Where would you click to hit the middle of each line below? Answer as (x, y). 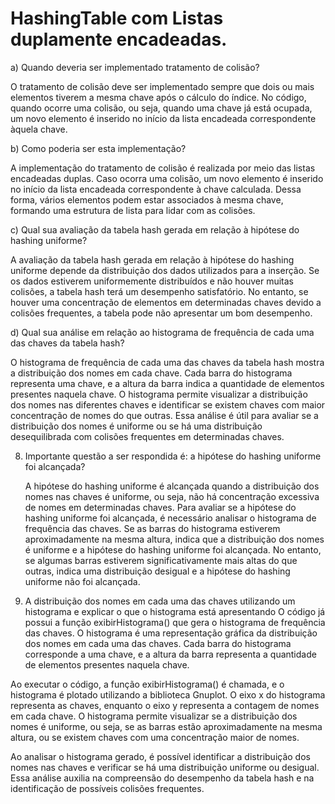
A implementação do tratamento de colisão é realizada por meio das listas (163, 168)
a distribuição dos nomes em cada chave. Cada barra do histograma (151, 373)
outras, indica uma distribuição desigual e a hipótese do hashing (157, 571)
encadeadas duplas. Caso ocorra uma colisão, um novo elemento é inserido (167, 178)
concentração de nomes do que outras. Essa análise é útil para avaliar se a (164, 415)
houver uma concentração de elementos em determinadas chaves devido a (166, 302)
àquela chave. (39, 129)
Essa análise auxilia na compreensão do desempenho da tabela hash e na (162, 778)
